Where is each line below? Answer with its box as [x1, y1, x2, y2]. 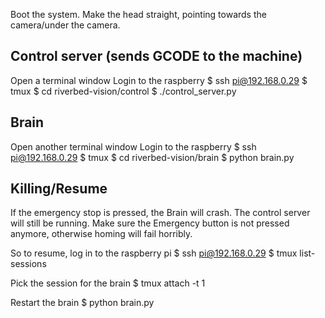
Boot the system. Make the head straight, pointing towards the [10, 9, 267, 20]
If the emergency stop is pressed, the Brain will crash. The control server [10, 207, 311, 219]
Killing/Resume [10, 180, 108, 198]
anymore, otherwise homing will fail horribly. [10, 228, 193, 240]
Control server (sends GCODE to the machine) [10, 48, 303, 65]
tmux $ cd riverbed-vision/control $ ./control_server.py [10, 85, 237, 97]
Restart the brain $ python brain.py [10, 297, 155, 309]
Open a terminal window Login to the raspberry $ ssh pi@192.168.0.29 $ [10, 74, 308, 86]
